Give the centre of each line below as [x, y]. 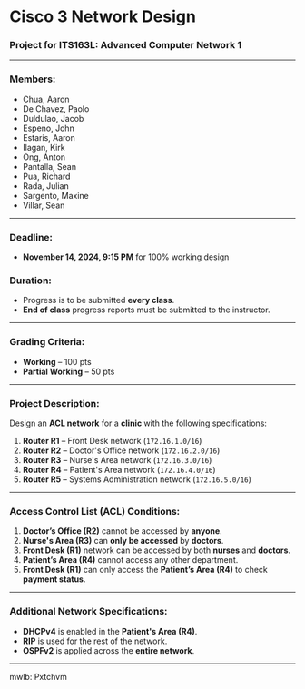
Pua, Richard [46, 176]
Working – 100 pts [57, 361]
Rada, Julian [46, 186]
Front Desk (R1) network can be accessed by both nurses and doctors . [157, 550]
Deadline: [31, 237]
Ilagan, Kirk [44, 147]
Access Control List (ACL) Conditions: [95, 511]
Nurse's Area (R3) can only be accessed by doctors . [123, 541]
